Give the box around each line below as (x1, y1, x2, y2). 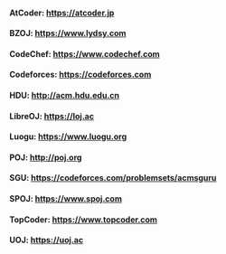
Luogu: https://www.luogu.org (9, 131, 127, 142)
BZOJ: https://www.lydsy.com (9, 28, 127, 39)
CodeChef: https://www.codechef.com (9, 48, 160, 59)
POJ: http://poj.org (9, 152, 82, 163)
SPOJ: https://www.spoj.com (9, 193, 122, 203)
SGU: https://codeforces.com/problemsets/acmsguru (9, 173, 217, 183)
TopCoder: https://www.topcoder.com (9, 213, 158, 225)
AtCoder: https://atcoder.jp (9, 7, 115, 18)
